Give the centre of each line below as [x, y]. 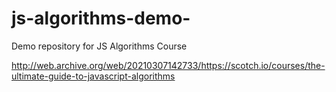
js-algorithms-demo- [101, 18]
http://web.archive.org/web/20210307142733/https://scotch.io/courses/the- [168, 65]
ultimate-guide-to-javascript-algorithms [93, 76]
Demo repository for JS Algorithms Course [99, 46]
